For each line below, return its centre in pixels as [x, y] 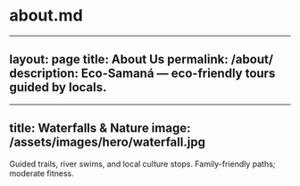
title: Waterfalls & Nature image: [100, 128]
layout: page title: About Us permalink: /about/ [142, 59]
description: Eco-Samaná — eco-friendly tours [142, 74]
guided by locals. [58, 87]
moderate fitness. [42, 173]
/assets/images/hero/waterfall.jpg [107, 143]
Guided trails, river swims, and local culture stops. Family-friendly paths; [142, 164]
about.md [46, 16]
